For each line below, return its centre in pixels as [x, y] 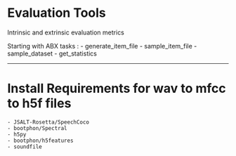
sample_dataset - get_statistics [52, 53]
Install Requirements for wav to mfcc [117, 89]
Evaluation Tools [57, 13]
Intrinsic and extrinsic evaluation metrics [66, 32]
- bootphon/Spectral [38, 128]
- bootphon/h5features [40, 141]
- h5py [17, 134]
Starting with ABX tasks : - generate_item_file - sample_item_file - [102, 46]
